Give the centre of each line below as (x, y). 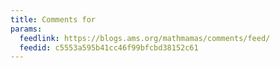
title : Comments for (53, 19)
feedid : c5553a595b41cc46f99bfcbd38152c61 (109, 47)
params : (26, 29)
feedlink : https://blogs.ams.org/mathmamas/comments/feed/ (145, 38)
